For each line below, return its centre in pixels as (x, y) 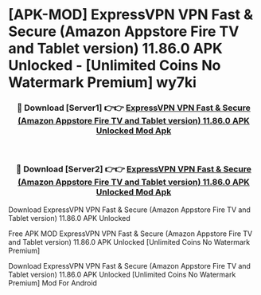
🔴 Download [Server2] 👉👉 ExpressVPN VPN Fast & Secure (134, 169)
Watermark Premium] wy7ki (103, 83)
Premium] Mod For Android (53, 283)
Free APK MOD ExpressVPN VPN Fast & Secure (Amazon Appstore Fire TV (130, 234)
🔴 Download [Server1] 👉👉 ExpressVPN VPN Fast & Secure (134, 108)
